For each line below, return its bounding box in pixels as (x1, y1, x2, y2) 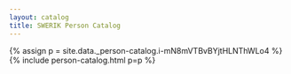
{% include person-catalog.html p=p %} (9, 55, 156, 65)
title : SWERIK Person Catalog (9, 21, 122, 30)
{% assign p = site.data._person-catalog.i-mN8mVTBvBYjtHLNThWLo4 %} (9, 45, 283, 55)
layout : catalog (9, 12, 69, 22)
